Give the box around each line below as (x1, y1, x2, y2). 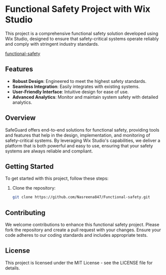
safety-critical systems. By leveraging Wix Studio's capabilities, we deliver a (5, 137, 161, 143)
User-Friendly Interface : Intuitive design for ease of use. (12, 88, 129, 95)
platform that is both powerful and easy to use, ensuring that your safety (5, 142, 153, 148)
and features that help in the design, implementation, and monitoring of (5, 132, 151, 138)
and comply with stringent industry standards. (5, 41, 99, 47)
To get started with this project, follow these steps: (5, 175, 109, 182)
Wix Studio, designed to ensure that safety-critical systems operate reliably (5, 36, 159, 42)
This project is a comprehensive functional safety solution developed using (5, 30, 159, 36)
